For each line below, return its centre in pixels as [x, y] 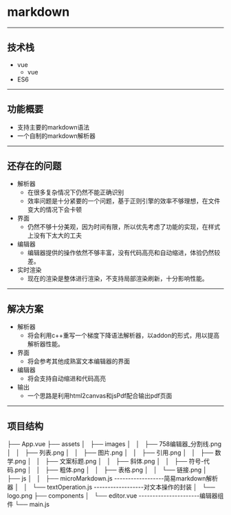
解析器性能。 [45, 344]
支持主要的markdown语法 [53, 127]
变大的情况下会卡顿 [55, 210]
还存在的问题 [34, 166]
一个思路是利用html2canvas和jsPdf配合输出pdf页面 [100, 396]
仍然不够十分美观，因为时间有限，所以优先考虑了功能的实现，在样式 [124, 227]
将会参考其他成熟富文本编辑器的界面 [79, 361]
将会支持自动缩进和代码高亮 [67, 378]
